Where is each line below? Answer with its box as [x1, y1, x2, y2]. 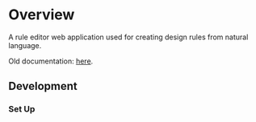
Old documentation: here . [8, 56, 94, 66]
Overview [8, 6, 75, 24]
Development [8, 79, 78, 93]
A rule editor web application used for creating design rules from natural [8, 32, 249, 42]
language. [8, 40, 42, 50]
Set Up [8, 104, 36, 115]
